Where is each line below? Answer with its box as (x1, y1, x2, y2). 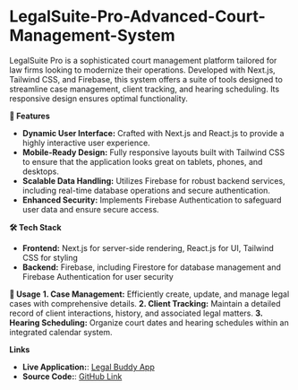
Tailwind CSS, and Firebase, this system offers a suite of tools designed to (9, 74, 284, 84)
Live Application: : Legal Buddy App (21, 361, 155, 372)
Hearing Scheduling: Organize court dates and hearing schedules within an (9, 316, 289, 328)
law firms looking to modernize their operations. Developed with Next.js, (9, 65, 276, 75)
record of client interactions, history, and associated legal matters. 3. (9, 308, 263, 318)
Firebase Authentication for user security (21, 271, 175, 282)
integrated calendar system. (9, 326, 114, 337)
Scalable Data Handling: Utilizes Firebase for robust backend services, (21, 175, 285, 186)
